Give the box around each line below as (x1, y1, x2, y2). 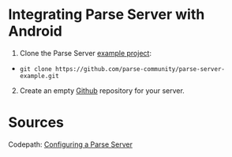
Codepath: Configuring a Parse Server (8, 140, 133, 149)
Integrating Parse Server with (8, 6, 205, 24)
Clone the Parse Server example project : (19, 48, 152, 58)
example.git (19, 72, 59, 80)
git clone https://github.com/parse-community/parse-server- (19, 65, 226, 73)
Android (8, 22, 63, 40)
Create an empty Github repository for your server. (19, 85, 185, 95)
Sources (8, 114, 65, 132)
